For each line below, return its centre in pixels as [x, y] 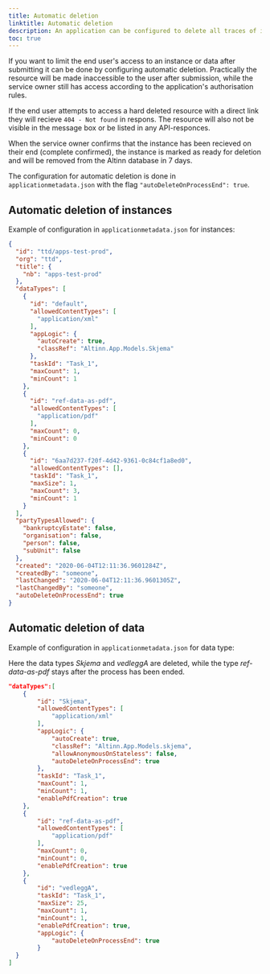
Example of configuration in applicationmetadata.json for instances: [122, 229]
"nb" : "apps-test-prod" [63, 274]
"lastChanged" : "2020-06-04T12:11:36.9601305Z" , [98, 581]
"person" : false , [52, 544]
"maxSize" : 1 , [53, 483]
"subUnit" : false [52, 551]
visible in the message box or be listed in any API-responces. [109, 128]
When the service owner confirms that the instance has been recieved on [130, 144]
